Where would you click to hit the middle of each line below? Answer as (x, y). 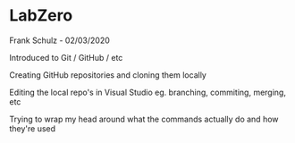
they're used (33, 128)
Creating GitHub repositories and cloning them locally (108, 75)
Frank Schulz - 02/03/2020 (59, 40)
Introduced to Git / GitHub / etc (66, 57)
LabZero (41, 16)
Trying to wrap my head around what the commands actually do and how (144, 119)
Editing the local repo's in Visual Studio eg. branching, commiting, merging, (147, 92)
